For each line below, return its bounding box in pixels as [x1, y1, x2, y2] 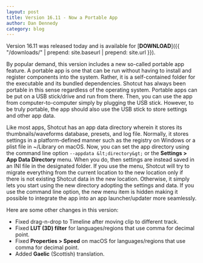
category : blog [6, 25, 45, 32]
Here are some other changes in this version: [6, 207, 119, 214]
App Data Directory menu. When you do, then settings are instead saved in [6, 156, 195, 164]
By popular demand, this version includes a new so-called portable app [6, 61, 185, 68]
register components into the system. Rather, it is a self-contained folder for [6, 73, 196, 81]
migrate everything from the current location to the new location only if [6, 169, 184, 176]
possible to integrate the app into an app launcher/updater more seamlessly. [6, 195, 197, 202]
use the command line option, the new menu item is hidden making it [6, 188, 178, 196]
